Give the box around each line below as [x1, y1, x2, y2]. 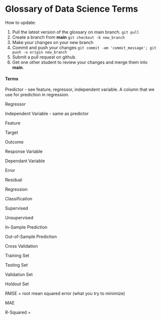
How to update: [5, 20, 36, 25]
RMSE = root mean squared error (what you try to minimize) [5, 291, 125, 297]
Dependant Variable [5, 158, 45, 164]
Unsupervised [5, 215, 33, 221]
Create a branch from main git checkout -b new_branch [12, 34, 125, 40]
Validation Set [5, 272, 33, 277]
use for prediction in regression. [5, 92, 69, 98]
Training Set [5, 253, 29, 258]
